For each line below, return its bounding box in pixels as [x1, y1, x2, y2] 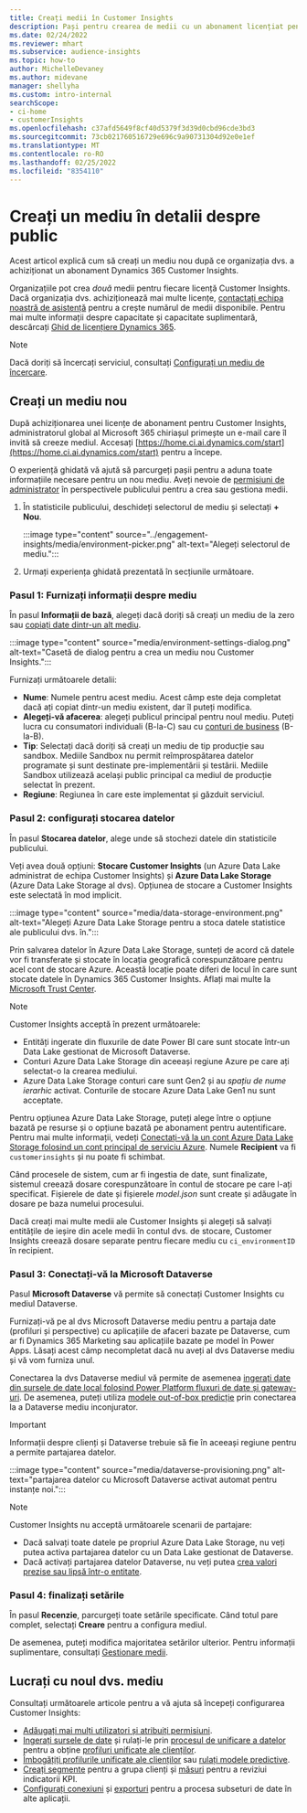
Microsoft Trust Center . [9, 983, 97, 994]
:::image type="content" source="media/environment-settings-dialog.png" [9, 637, 291, 648]
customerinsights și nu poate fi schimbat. [9, 1151, 166, 1162]
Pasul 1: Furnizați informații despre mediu [9, 589, 197, 602]
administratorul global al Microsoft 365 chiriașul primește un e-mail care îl [9, 427, 287, 439]
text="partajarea [9, 1474, 71, 1486]
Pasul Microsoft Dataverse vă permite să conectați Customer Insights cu [9, 1288, 285, 1299]
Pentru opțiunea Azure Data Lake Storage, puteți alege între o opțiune [9, 1112, 271, 1123]
